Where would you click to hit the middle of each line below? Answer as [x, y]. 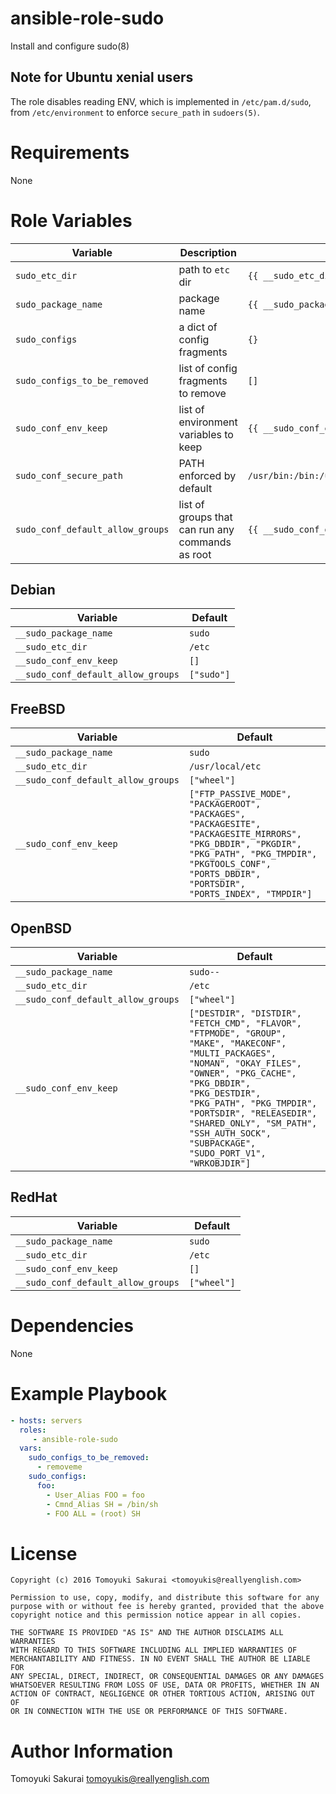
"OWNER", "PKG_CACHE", [242, 1073]
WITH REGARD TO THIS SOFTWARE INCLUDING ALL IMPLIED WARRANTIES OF [154, 1650]
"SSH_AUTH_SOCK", [230, 1133]
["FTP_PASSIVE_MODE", [240, 794]
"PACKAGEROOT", [225, 804]
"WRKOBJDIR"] [220, 1163]
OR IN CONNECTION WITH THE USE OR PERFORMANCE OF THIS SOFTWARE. [149, 1712]
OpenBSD [41, 928]
